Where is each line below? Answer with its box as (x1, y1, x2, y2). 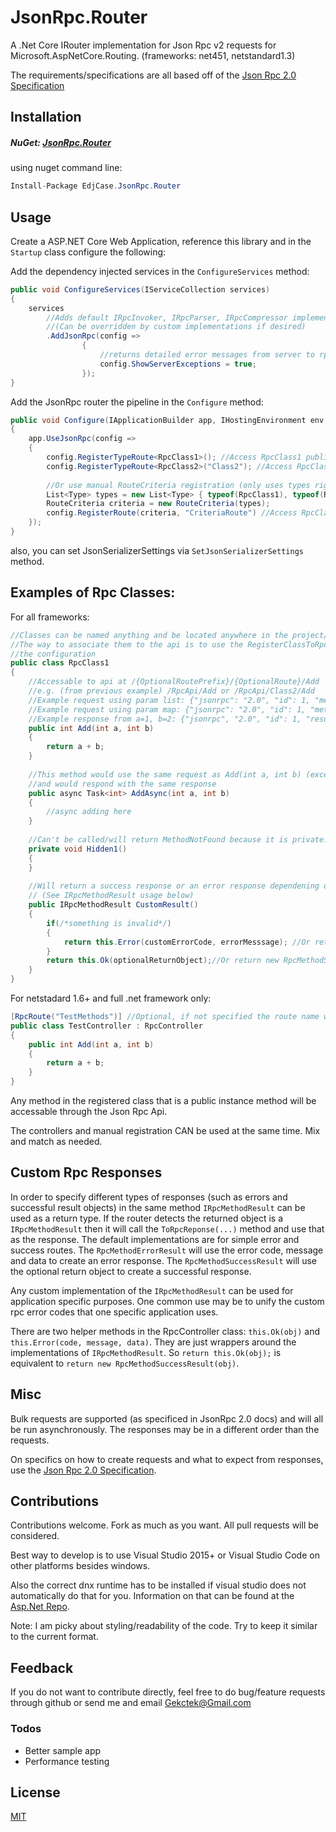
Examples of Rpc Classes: (10, 584, 176, 601)
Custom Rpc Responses (10, 1164, 163, 1181)
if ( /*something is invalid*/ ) (46, 918, 172, 928)
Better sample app (24, 1744, 102, 1756)
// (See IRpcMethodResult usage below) (28, 891, 195, 901)
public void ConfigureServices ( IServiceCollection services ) (10, 284, 271, 295)
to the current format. (10, 1631, 99, 1643)
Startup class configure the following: (10, 246, 167, 258)
